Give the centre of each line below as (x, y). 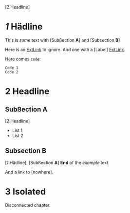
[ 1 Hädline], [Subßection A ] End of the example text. (57, 162)
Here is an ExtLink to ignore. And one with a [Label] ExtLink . (65, 49)
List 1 (17, 130)
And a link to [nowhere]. (29, 172)
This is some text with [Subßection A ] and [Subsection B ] (63, 40)
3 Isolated (26, 191)
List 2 (18, 135)
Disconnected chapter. (28, 205)
